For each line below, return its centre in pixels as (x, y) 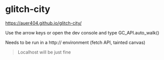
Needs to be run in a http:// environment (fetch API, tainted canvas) (75, 42)
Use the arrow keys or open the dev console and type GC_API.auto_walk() (82, 32)
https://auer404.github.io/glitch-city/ (44, 23)
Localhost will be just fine (44, 52)
